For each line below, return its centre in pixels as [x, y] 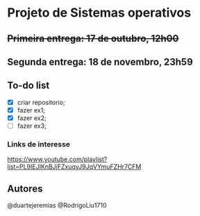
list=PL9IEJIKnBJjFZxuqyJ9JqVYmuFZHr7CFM [74, 167]
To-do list [28, 86]
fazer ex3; [32, 126]
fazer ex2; [32, 118]
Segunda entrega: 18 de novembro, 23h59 [100, 61]
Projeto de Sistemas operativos [99, 13]
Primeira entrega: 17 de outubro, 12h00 [93, 39]
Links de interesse [39, 144]
